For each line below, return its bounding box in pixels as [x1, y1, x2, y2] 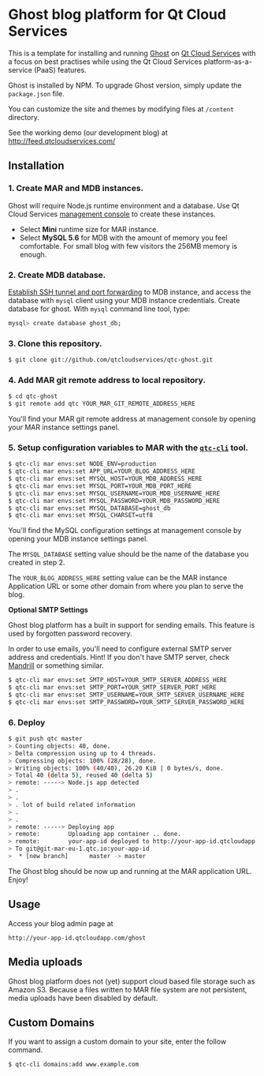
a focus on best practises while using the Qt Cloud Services [8, 57, 203, 66]
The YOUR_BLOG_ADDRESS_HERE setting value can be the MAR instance [8, 573, 228, 583]
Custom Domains [8, 1016, 95, 1029]
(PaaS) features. [34, 65, 87, 74]
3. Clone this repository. [8, 338, 102, 349]
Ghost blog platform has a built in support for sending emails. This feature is [8, 620, 255, 630]
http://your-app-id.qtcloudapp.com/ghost [8, 934, 147, 942]
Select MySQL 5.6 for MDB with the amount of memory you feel [19, 233, 228, 242]
